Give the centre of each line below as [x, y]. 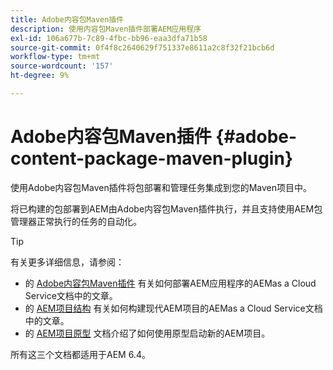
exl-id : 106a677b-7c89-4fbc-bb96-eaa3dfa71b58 [109, 38]
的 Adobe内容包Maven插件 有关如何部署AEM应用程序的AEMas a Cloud [170, 283]
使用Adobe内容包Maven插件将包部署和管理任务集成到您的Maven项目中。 [161, 187]
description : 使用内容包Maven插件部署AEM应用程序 [106, 29]
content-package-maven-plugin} [152, 158]
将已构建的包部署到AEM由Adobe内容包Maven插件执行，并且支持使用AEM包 [166, 208]
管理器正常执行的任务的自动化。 [76, 221]
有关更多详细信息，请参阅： [67, 262]
